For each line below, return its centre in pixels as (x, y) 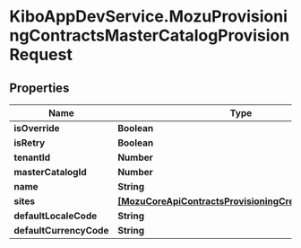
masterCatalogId (50, 172)
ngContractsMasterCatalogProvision (150, 35)
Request (41, 55)
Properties (39, 88)
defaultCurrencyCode (61, 230)
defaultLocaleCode (56, 216)
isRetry (30, 143)
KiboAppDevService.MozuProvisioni (149, 17)
